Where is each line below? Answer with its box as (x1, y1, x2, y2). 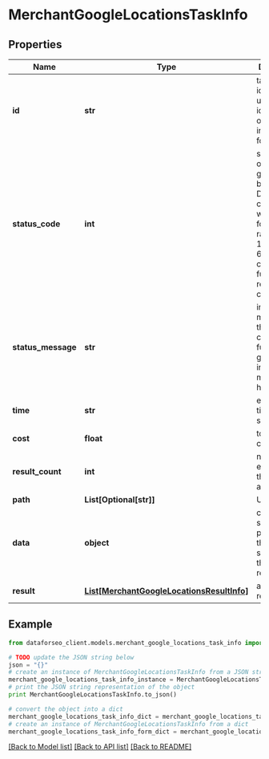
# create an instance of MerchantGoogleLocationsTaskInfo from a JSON (8, 668, 249, 676)
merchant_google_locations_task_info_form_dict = (8, 728, 178, 736)
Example (8, 618, 53, 631)
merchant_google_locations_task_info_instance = (8, 676, 174, 684)
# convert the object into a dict (8, 704, 124, 713)
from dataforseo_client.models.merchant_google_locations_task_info (8, 639, 242, 647)
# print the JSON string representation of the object (8, 684, 195, 692)
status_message (12, 342, 78, 352)
